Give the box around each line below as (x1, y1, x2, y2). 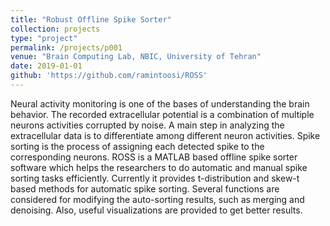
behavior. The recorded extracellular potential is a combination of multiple (10, 108, 315, 120)
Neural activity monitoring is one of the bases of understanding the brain (10, 97, 310, 110)
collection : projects (10, 24, 101, 34)
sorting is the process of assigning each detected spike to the (10, 140, 265, 152)
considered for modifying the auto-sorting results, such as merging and (10, 193, 305, 205)
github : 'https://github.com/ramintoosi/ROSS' (10, 71, 208, 81)
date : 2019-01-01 (10, 61, 83, 71)
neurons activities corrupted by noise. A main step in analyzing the (10, 119, 285, 131)
